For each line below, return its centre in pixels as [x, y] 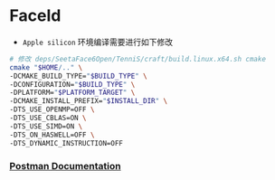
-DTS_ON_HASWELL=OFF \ [52, 135]
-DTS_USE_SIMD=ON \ [46, 126]
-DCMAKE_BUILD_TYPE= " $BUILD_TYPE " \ [78, 76]
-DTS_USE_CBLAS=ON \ [48, 118]
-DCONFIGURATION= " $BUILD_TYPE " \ [72, 84]
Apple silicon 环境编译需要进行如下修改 [98, 42]
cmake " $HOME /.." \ [46, 67]
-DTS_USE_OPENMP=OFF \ [52, 109]
